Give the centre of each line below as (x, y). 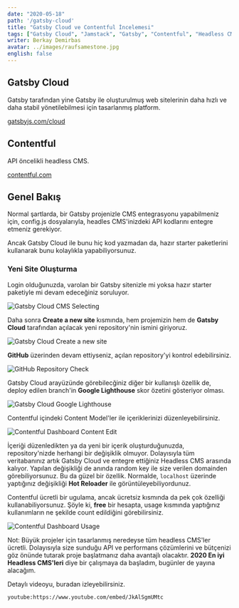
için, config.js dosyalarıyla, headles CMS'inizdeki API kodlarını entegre (110, 222)
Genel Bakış (34, 197)
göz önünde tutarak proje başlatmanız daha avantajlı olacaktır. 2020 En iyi (116, 555)
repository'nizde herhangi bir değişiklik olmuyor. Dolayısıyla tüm (101, 453)
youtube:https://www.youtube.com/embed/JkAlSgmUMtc (85, 597)
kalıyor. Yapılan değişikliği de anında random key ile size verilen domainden (117, 468)
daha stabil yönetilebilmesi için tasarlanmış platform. (84, 107)
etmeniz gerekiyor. (34, 230)
